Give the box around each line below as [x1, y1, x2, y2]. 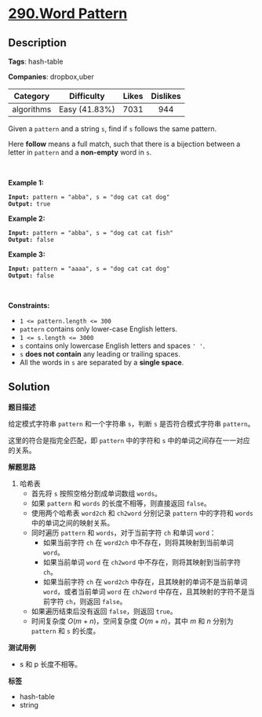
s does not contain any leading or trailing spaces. [19, 349, 180, 358]
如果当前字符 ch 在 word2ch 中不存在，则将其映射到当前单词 [42, 537, 234, 547]
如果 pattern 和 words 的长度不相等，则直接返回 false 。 [31, 498, 211, 507]
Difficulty [69, 91, 105, 101]
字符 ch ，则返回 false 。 [49, 596, 127, 605]
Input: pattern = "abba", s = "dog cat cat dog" [8, 193, 170, 201]
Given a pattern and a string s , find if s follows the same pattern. [8, 124, 217, 134]
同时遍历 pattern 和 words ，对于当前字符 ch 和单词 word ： [31, 528, 217, 537]
